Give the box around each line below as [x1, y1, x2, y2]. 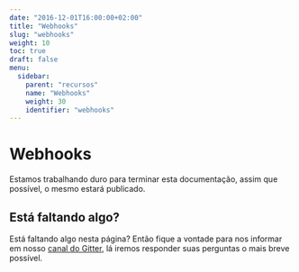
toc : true [9, 47, 47, 56]
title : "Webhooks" [9, 22, 78, 31]
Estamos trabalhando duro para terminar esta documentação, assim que [9, 174, 278, 185]
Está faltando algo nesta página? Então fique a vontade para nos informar [9, 233, 283, 244]
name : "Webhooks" [25, 88, 91, 97]
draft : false [9, 55, 59, 64]
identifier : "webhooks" [25, 105, 115, 114]
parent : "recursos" [25, 80, 99, 89]
